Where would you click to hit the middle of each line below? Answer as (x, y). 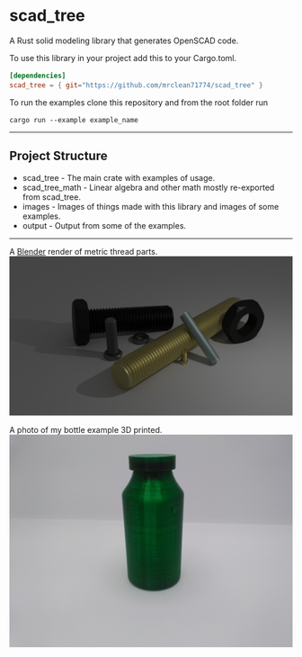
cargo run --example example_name (74, 120)
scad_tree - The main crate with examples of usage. (119, 177)
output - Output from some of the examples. (104, 225)
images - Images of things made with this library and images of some (151, 206)
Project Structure (58, 156)
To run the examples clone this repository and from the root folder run (138, 102)
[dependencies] (38, 76)
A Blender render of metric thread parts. (84, 251)
